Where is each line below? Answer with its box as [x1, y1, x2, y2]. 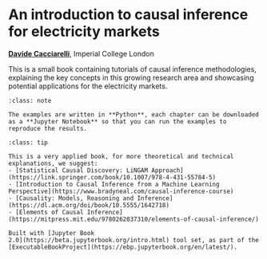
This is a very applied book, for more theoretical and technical [8, 152, 234, 160]
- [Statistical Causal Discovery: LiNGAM [8, 166, 149, 175]
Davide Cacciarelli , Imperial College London [8, 49, 154, 58]
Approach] [151, 166, 184, 175]
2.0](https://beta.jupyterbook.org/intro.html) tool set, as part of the [8, 236, 260, 244]
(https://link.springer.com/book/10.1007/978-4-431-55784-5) [8, 173, 217, 181]
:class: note [8, 96, 52, 104]
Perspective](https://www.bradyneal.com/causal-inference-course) [8, 187, 234, 195]
